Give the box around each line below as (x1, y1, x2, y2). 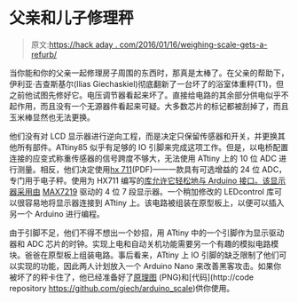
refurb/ (30, 49, 58, 60)
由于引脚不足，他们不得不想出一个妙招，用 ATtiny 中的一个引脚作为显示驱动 (9, 227, 285, 238)
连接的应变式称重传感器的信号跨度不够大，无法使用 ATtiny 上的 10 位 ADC (9, 153, 278, 163)
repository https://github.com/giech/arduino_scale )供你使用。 (9, 282, 235, 293)
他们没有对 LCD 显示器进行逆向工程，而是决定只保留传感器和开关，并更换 (9, 131, 278, 141)
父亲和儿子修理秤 (9, 8, 135, 28)
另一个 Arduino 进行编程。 (9, 208, 105, 219)
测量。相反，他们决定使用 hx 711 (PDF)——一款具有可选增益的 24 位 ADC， (16, 163, 286, 174)
